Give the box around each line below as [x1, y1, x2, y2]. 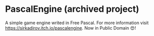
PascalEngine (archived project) [5, 3, 140, 15]
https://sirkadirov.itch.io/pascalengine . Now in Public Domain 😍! [5, 25, 136, 31]
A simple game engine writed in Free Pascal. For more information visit [5, 20, 149, 26]
